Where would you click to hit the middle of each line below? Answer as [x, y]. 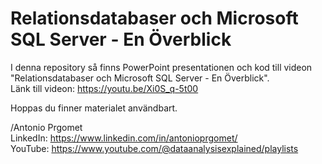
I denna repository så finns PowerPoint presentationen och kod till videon [161, 67]
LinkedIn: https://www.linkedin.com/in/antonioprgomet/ [124, 138]
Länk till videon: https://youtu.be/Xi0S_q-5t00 [104, 88]
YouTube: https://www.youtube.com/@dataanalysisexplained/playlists [154, 148]
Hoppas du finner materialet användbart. [94, 108]
